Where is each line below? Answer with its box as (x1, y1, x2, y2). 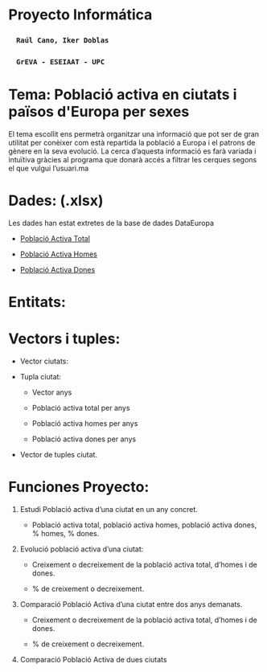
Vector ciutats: (19, 356, 68, 367)
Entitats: (8, 293, 67, 311)
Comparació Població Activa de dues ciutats (19, 654, 167, 664)
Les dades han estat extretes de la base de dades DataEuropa (8, 218, 215, 227)
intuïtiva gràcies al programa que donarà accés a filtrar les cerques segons (8, 154, 257, 164)
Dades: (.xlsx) (8, 191, 104, 210)
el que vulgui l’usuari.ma (8, 163, 89, 173)
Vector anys (31, 387, 72, 397)
